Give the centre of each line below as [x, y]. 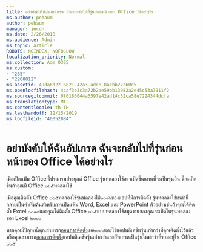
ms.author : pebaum [29, 18]
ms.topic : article [29, 46]
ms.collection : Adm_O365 [38, 62]
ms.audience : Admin [31, 40]
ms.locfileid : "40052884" [39, 118]
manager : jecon [25, 29]
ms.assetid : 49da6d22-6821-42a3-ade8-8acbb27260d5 [72, 85]
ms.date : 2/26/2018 [31, 34]
